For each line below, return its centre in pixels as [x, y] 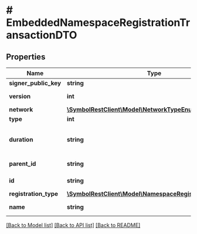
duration [21, 140]
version [20, 96]
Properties [26, 57]
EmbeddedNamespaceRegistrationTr [98, 23]
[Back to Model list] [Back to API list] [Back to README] [73, 225]
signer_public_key [35, 83]
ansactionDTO [42, 35]
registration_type [34, 194]
